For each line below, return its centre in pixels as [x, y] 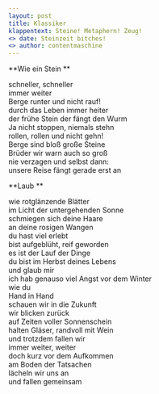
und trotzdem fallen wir [47, 339]
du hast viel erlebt [38, 236]
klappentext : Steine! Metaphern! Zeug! [75, 31]
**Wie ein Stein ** [40, 69]
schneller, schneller [41, 85]
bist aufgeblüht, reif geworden [59, 245]
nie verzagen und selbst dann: [59, 161]
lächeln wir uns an [39, 373]
